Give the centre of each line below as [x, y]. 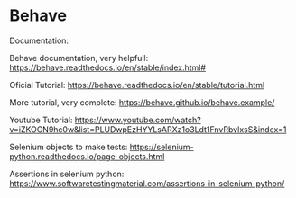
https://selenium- [162, 147]
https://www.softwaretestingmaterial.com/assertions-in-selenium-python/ [147, 183]
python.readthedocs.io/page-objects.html [87, 156]
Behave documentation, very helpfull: [79, 58]
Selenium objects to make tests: [69, 147]
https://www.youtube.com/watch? [138, 120]
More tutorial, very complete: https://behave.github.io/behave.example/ [142, 102]
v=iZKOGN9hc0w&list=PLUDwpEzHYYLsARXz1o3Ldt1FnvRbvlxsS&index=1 [148, 129]
